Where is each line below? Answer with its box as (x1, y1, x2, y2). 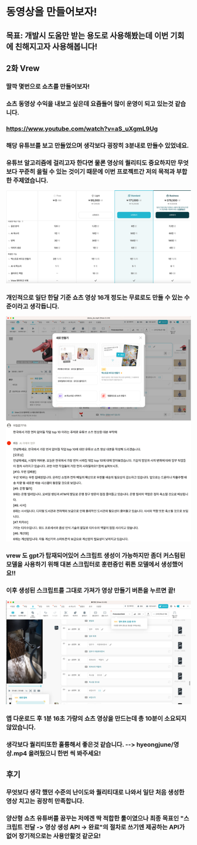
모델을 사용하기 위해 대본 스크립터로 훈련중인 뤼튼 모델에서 (6, 560, 160, 568)
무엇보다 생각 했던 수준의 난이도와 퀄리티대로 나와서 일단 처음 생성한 (6, 788, 185, 796)
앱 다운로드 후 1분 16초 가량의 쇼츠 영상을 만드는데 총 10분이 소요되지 (6, 715, 186, 723)
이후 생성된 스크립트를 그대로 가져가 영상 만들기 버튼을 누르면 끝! (6, 587, 176, 595)
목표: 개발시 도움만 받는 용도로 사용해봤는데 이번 (6, 31, 169, 41)
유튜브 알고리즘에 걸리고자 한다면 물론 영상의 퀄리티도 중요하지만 (6, 159, 176, 167)
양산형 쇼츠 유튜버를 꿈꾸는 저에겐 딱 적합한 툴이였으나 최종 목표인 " (6, 814, 184, 823)
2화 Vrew (6, 63, 40, 73)
